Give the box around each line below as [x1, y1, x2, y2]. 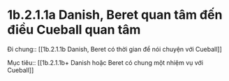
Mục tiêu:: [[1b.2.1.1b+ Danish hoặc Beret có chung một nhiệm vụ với [7, 58, 204, 66]
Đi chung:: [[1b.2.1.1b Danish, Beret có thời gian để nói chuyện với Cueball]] [7, 45, 222, 53]
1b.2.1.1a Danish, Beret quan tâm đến [7, 7, 223, 23]
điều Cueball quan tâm [7, 22, 141, 38]
